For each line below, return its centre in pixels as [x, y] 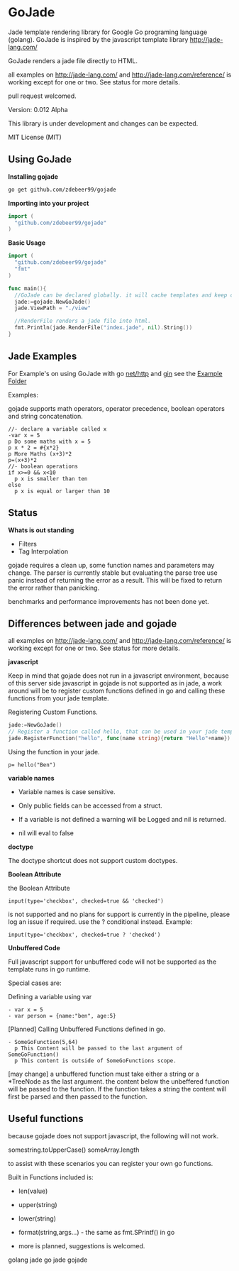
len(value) [33, 1191]
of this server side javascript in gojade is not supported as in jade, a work [115, 683]
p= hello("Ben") [32, 765]
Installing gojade [33, 176]
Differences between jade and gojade [93, 623]
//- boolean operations [43, 466]
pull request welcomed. [42, 96]
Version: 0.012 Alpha [38, 109]
